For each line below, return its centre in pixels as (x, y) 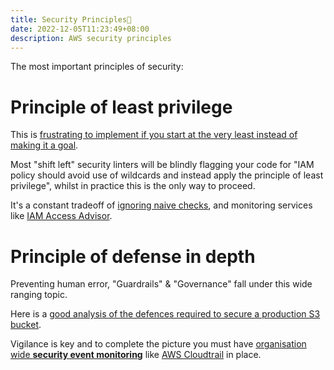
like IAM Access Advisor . (61, 216)
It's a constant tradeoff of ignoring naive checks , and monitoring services (161, 205)
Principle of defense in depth (133, 256)
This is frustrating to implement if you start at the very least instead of (154, 135)
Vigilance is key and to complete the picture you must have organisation (158, 344)
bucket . (26, 325)
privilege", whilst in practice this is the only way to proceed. (133, 186)
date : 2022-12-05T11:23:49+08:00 (80, 29)
